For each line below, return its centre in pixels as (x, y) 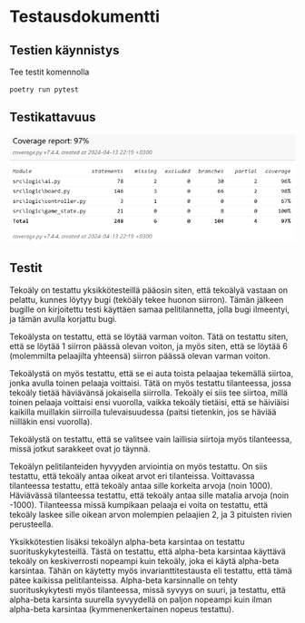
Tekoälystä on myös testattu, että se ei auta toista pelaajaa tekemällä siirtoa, (152, 373)
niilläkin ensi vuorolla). (51, 421)
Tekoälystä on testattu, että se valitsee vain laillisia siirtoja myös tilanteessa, (151, 439)
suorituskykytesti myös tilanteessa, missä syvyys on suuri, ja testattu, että (148, 589)
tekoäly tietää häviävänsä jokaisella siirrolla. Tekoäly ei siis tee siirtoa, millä (149, 393)
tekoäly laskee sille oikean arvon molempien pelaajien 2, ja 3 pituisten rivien (151, 514)
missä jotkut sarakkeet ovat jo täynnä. (80, 448)
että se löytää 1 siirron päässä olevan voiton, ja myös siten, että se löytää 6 (148, 346)
